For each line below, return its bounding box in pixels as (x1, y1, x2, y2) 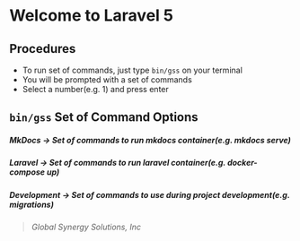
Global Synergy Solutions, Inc (31, 221, 142, 233)
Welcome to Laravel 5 (9, 5, 173, 26)
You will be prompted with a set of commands (22, 74, 193, 85)
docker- (227, 158, 258, 168)
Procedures (9, 41, 76, 56)
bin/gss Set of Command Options (9, 109, 199, 125)
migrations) (9, 199, 54, 210)
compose (9, 167, 46, 177)
